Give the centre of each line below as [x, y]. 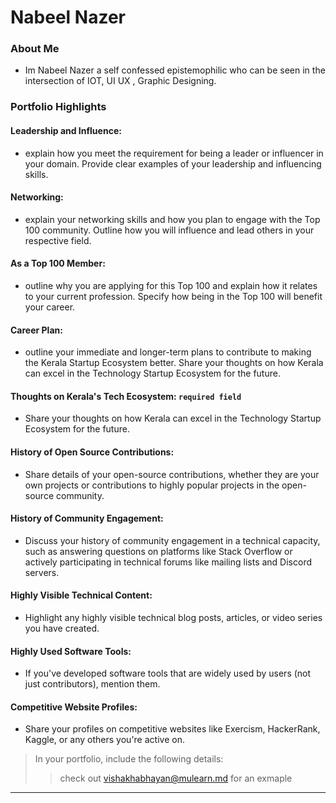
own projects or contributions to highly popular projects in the [152, 485]
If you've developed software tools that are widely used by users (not [168, 673]
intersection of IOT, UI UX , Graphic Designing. [120, 81]
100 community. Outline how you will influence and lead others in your [169, 230]
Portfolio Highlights [58, 107]
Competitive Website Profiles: [74, 707]
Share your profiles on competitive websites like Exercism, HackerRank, [172, 729]
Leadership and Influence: [66, 130]
